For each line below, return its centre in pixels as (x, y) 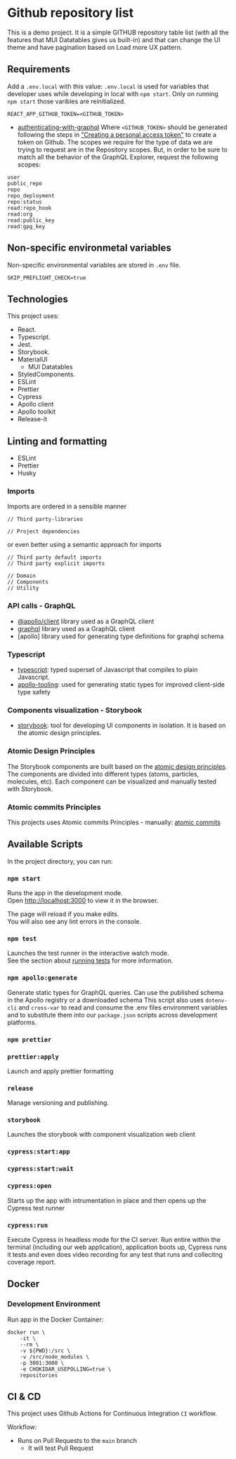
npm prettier (29, 1039)
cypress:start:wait (40, 1169)
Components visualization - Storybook (75, 710)
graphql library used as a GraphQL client (76, 628)
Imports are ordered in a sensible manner (67, 506)
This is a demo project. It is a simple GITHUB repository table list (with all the (118, 32)
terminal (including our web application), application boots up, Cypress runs (117, 1247)
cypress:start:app (39, 1152)
